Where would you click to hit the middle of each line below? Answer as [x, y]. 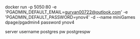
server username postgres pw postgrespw [48, 32]
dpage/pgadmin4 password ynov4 [40, 22]
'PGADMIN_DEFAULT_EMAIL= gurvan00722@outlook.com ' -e [67, 12]
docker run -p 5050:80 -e [31, 7]
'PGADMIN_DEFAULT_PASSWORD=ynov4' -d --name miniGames [70, 17]
